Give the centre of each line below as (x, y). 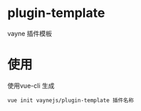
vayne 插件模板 (30, 33)
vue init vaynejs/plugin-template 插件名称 (70, 100)
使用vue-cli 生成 (31, 86)
